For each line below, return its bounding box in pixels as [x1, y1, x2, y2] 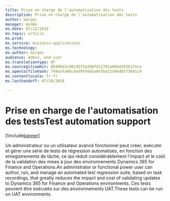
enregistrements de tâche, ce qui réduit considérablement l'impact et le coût [5, 153, 165, 159]
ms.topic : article [5, 31, 44, 36]
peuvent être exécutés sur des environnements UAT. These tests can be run [5, 185, 163, 191]
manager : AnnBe [5, 21, 38, 27]
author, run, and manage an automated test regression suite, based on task [5, 169, 162, 176]
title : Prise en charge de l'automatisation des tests [5, 7, 124, 13]
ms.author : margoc [5, 50, 44, 55]
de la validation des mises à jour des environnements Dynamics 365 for [5, 158, 155, 164]
